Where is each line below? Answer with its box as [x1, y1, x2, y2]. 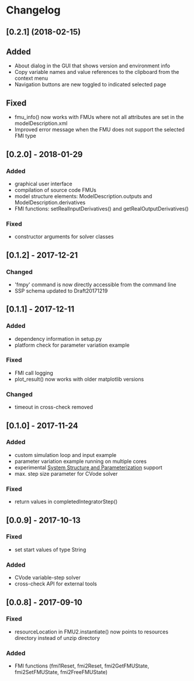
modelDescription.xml [14, 120, 68, 127]
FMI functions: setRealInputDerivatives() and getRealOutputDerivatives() [14, 205, 189, 212]
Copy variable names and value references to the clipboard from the [14, 69, 179, 76]
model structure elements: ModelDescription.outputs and [14, 192, 153, 199]
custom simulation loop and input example [14, 451, 117, 458]
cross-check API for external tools [14, 580, 98, 587]
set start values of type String [14, 546, 86, 553]
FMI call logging [14, 369, 54, 376]
